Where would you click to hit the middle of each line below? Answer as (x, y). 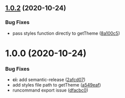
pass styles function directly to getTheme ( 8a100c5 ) (66, 33)
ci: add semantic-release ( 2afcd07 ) (49, 80)
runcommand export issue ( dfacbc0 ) (50, 90)
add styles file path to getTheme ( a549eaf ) (57, 85)
